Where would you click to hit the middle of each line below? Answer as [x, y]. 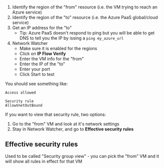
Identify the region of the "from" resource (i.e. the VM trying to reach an [85, 7]
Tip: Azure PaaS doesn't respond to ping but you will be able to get [87, 33]
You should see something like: [36, 84]
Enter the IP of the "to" [42, 64]
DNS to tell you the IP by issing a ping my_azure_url [71, 38]
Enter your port [35, 69]
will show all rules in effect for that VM [44, 161]
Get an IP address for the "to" [42, 28]
